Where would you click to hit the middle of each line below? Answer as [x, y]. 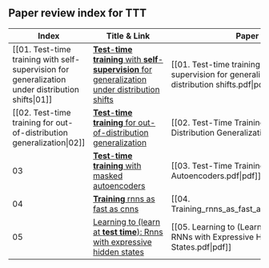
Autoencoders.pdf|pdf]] [216, 176]
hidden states [118, 252]
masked [108, 176]
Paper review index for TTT [77, 13]
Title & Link [128, 35]
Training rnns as [124, 198]
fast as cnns [116, 209]
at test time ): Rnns [128, 232]
